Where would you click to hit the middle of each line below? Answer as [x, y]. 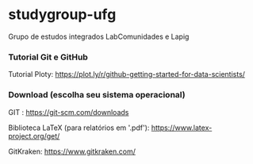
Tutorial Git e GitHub [48, 57]
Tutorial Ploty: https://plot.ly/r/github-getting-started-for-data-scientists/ [127, 74]
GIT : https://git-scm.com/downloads [69, 112]
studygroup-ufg [62, 15]
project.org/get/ [34, 135]
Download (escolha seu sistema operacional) [97, 95]
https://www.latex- [182, 128]
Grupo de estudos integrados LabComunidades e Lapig [99, 36]
